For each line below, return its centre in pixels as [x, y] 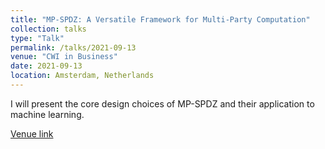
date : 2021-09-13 [46, 66]
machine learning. [47, 114]
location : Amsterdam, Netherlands [82, 76]
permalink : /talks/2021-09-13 [73, 47]
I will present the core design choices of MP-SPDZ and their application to [162, 103]
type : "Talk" [37, 38]
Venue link [32, 133]
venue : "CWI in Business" [64, 57]
